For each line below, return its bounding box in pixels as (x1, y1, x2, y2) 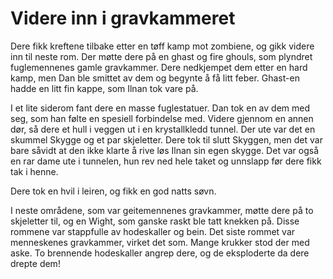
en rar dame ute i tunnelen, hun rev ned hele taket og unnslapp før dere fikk (10, 155, 322, 167)
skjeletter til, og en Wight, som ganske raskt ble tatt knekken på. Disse (10, 215, 300, 227)
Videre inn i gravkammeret (10, 7, 236, 30)
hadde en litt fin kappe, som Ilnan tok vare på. (10, 82, 199, 94)
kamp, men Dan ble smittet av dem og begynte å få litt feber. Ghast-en (10, 72, 300, 84)
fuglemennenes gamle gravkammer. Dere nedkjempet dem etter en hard (10, 61, 308, 73)
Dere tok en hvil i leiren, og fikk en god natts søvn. (10, 185, 217, 197)
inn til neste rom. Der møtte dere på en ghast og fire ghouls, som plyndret (10, 50, 313, 62)
